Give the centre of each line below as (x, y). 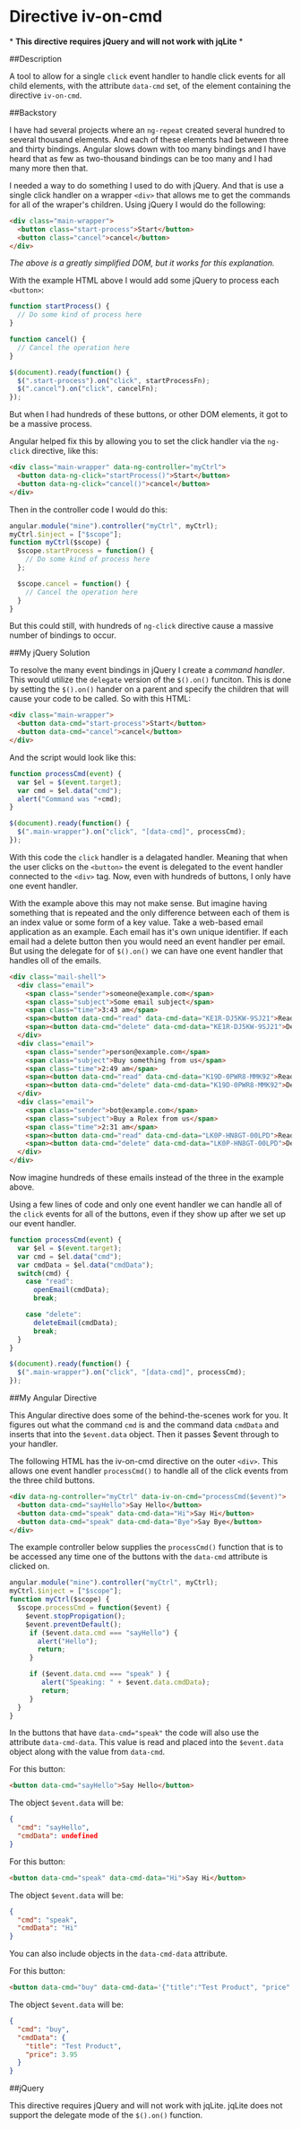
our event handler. (43, 1224)
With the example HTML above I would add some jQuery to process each (144, 281)
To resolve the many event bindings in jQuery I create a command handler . (147, 670)
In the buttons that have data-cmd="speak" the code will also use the (134, 1732)
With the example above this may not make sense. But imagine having (138, 903)
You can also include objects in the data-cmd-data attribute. (119, 1954)
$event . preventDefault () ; (74, 1624)
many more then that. (49, 168)
